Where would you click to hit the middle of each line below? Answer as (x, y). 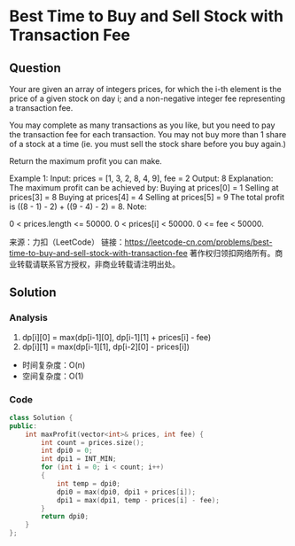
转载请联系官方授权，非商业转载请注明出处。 (98, 264)
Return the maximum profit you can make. (85, 161)
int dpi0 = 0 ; (67, 451)
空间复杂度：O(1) (53, 376)
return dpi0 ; (65, 517)
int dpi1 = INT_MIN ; (79, 459)
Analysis (29, 318)
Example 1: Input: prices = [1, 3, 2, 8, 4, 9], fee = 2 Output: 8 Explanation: (141, 178)
